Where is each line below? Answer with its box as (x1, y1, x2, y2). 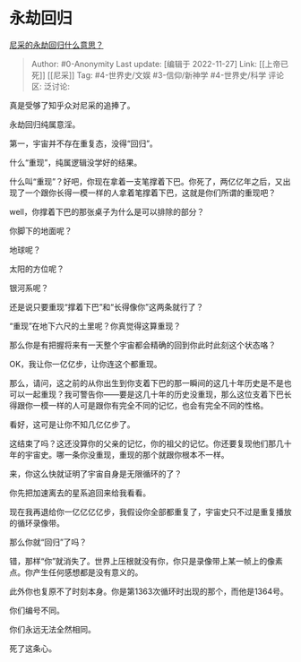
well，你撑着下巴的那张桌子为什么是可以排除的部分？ (9, 206, 205, 217)
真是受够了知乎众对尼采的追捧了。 (9, 99, 135, 110)
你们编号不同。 (9, 605, 64, 615)
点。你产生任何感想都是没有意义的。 (9, 566, 143, 578)
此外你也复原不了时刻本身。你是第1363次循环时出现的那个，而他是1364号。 (9, 586, 288, 597)
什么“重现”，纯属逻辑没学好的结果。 (9, 157, 142, 168)
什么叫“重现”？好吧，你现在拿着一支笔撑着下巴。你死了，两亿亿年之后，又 (9, 176, 284, 186)
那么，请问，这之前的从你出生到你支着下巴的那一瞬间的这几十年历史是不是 (9, 377, 284, 388)
